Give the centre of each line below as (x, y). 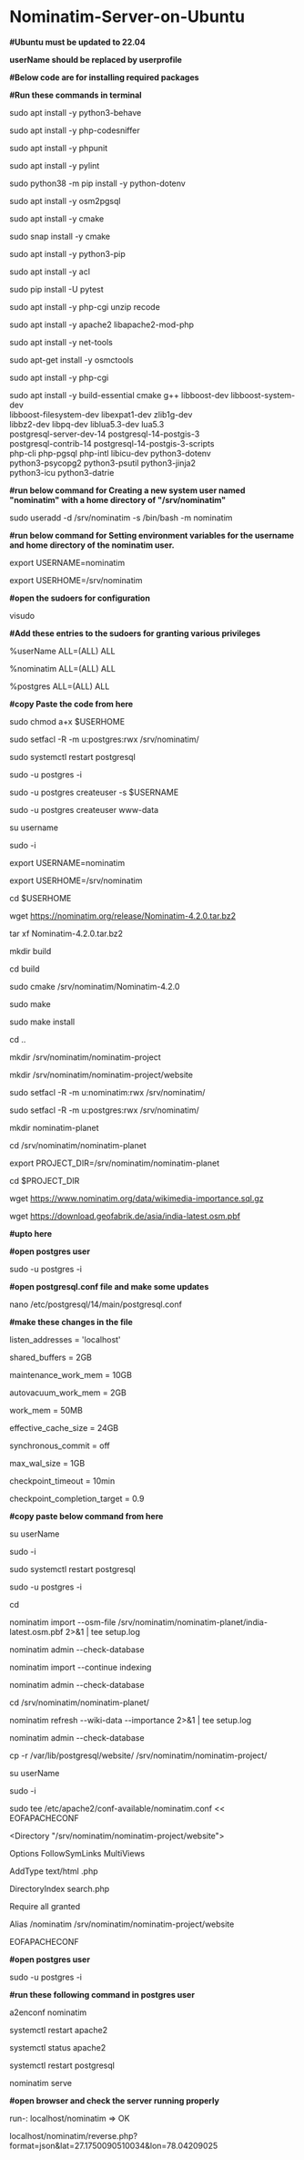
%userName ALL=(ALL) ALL (62, 651)
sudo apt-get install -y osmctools (71, 360)
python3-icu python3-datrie (62, 472)
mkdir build (30, 951)
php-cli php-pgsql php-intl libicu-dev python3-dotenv (110, 453)
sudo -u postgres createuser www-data (84, 809)
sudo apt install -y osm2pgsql (65, 201)
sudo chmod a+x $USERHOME (67, 721)
